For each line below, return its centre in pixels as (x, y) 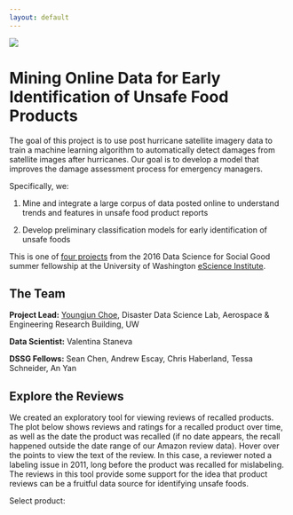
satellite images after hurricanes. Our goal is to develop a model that (134, 159)
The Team (38, 293)
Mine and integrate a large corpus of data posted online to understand (150, 203)
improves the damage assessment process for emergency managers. (136, 169)
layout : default (39, 17)
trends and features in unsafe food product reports (115, 212)
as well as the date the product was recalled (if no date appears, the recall (145, 437)
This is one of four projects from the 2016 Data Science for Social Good (140, 256)
